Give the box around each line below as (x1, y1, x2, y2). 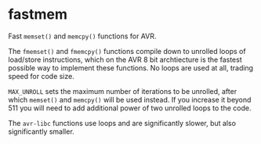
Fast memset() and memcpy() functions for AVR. (8, 31, 157, 41)
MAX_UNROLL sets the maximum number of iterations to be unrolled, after (8, 86, 237, 95)
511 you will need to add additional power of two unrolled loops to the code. (8, 103, 252, 113)
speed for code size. (8, 71, 74, 81)
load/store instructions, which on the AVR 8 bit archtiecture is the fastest (8, 55, 242, 64)
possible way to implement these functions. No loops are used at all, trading (8, 63, 253, 72)
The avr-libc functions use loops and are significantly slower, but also (8, 118, 237, 128)
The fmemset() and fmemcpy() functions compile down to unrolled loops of (8, 46, 246, 56)
